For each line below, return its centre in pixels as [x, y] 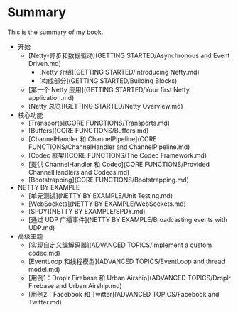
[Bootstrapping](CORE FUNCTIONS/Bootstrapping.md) [109, 180]
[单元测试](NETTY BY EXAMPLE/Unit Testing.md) [100, 195]
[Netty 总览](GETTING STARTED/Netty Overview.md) [106, 106]
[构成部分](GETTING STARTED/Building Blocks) [108, 81]
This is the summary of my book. [55, 32]
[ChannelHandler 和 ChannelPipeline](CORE [93, 138]
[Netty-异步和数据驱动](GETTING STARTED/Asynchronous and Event [129, 55]
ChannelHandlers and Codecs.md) [79, 172]
